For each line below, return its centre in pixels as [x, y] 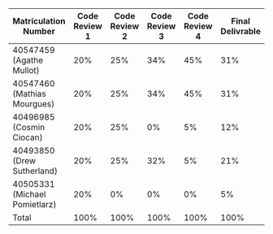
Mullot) [26, 70]
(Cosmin [29, 127]
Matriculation [39, 21]
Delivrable [241, 31]
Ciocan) [28, 137]
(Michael [29, 194]
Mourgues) [34, 104]
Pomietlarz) [35, 204]
